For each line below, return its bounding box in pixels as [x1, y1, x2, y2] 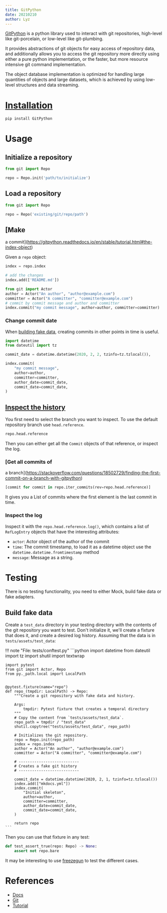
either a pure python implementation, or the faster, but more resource [5, 56, 148, 62]
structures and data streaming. [15, 82, 79, 88]
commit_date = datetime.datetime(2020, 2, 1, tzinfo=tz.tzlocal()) [14, 777, 157, 782]
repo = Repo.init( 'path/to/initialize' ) [5, 175, 91, 181]
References [5, 875, 54, 887]
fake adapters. [5, 594, 35, 600]
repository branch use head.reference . [5, 422, 85, 428]
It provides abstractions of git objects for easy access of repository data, [5, 46, 155, 52]
